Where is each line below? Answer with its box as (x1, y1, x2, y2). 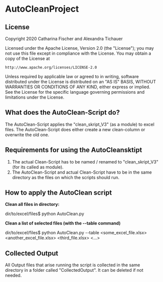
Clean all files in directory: (5, 201, 60, 207)
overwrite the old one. (5, 132, 50, 138)
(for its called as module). (12, 164, 64, 170)
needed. (5, 272, 22, 279)
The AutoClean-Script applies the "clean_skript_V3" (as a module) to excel (5, 121, 155, 127)
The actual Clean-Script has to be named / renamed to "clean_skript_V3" (12, 159, 159, 164)
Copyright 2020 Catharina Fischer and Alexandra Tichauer (5, 36, 123, 41)
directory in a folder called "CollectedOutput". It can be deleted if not (5, 267, 143, 273)
